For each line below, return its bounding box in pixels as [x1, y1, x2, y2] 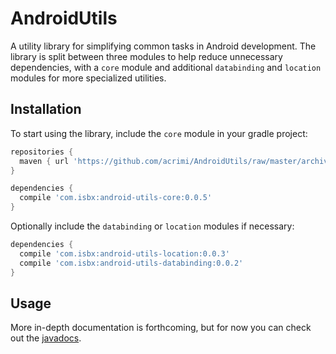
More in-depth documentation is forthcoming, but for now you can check [10, 322, 312, 334]
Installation [10, 101, 82, 118]
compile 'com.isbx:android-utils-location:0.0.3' [19, 248, 230, 259]
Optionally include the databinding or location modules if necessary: [10, 220, 295, 232]
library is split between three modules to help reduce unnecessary [10, 50, 283, 62]
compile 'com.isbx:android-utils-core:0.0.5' [19, 193, 213, 203]
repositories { [10, 147, 74, 157]
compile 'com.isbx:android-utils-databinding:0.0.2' [19, 258, 244, 268]
